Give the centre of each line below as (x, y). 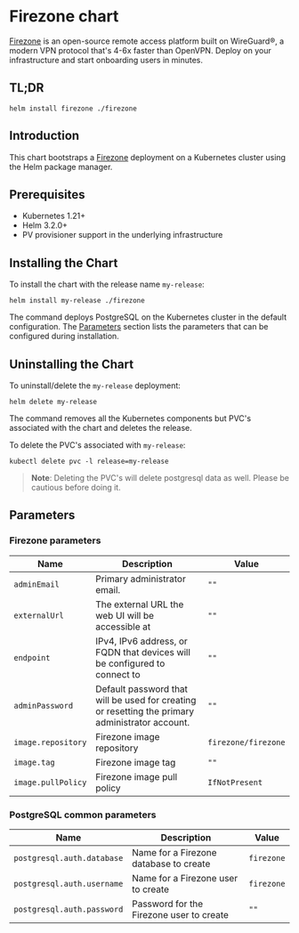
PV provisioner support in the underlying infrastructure (122, 235)
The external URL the (139, 604)
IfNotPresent (235, 782)
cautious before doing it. (76, 487)
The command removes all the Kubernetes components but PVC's (130, 418)
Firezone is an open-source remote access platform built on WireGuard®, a (147, 41)
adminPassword (44, 706)
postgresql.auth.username (69, 884)
